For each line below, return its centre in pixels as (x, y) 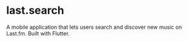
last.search (35, 10)
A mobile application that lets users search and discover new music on (94, 27)
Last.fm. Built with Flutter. (38, 33)
